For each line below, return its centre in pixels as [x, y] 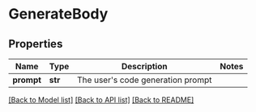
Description [144, 66]
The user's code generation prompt [144, 80]
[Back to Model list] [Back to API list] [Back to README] [101, 100]
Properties [36, 44]
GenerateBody [58, 14]
